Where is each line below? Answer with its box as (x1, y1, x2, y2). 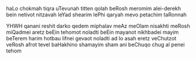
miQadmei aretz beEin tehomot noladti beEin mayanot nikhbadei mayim (6, 29, 179, 36)
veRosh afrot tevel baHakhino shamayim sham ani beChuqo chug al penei (6, 41, 185, 48)
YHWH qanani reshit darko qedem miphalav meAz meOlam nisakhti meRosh (6, 23, 190, 29)
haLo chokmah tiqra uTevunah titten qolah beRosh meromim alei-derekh (6, 5, 181, 12)
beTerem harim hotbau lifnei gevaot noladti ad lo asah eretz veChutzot (6, 35, 177, 41)
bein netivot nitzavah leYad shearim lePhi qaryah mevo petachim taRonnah (6, 11, 187, 18)
